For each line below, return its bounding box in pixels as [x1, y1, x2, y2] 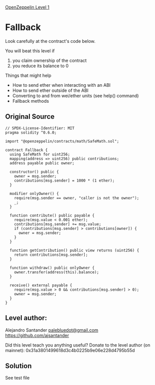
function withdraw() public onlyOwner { [9, 265, 95, 270]
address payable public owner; [9, 161, 75, 166]
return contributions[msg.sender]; [14, 252, 88, 257]
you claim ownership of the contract [12, 57, 87, 63]
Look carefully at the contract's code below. [5, 38, 96, 44]
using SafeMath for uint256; [9, 152, 70, 157]
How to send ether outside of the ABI [12, 87, 89, 93]
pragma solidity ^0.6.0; [5, 130, 57, 135]
